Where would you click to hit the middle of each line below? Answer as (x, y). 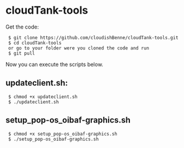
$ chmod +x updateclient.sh (43, 97)
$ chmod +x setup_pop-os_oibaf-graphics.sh (63, 134)
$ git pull (21, 53)
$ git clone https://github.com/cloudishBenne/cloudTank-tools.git (93, 37)
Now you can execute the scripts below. (54, 64)
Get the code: (22, 27)
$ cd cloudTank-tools (35, 43)
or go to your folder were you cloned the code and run (79, 48)
